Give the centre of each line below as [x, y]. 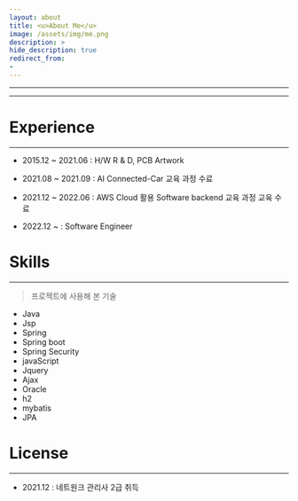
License [39, 453]
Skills [30, 262]
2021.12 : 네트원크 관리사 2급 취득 [80, 487]
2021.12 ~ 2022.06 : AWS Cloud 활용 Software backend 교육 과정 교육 [147, 197]
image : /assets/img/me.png [59, 34]
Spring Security [51, 351]
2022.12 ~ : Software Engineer [77, 226]
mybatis [36, 408]
